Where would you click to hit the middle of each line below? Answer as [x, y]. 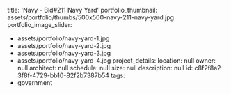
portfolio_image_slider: [40, 25]
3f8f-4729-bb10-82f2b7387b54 [63, 75]
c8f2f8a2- [209, 68]
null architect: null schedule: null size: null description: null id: [105, 68]
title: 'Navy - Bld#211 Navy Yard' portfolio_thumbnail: [82, 10]
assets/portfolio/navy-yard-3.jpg [64, 53]
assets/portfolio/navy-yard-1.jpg [63, 38]
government [35, 83]
